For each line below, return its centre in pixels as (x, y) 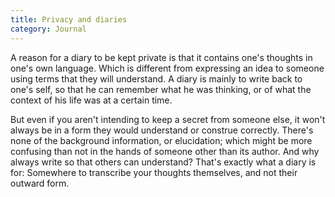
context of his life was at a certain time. (91, 100)
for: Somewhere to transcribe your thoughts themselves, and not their (154, 172)
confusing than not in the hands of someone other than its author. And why (165, 151)
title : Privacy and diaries (69, 19)
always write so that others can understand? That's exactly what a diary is (163, 162)
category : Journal (48, 29)
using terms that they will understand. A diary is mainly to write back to (156, 78)
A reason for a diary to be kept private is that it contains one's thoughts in (161, 57)
